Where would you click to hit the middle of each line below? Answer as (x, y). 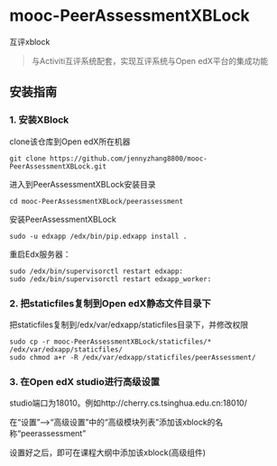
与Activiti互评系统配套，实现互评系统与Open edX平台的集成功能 (150, 60)
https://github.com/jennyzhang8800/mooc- (128, 159)
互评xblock (30, 41)
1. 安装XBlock (39, 120)
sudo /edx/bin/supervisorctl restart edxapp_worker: (111, 279)
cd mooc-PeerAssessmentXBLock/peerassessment (96, 201)
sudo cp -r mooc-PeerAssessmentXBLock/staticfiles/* (111, 342)
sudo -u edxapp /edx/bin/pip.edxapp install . (98, 236)
